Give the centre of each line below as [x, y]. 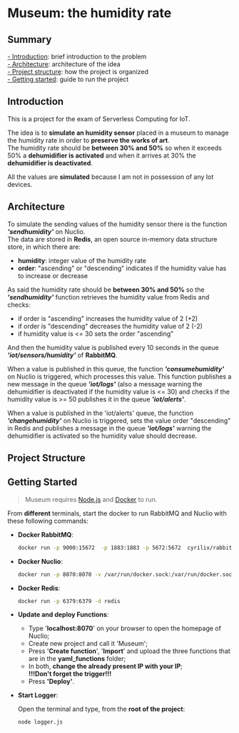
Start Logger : [38, 695]
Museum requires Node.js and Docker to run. [91, 499]
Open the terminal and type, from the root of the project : [101, 709]
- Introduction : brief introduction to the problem [77, 56]
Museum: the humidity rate [90, 13]
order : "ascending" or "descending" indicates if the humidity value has [122, 268]
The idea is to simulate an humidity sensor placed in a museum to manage [118, 133]
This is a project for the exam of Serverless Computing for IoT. [99, 118]
